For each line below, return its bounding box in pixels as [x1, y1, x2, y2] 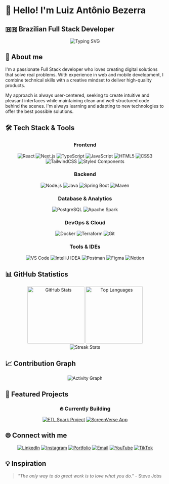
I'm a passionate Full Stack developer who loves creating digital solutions [5, 66, 158, 72]
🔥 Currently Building [59, 405, 111, 412]
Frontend [73, 141, 97, 148]
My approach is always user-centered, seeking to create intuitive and [5, 92, 150, 98]
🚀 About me [5, 53, 43, 61]
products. [5, 82, 25, 88]
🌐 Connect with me [5, 431, 67, 440]
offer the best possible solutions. [5, 108, 74, 114]
